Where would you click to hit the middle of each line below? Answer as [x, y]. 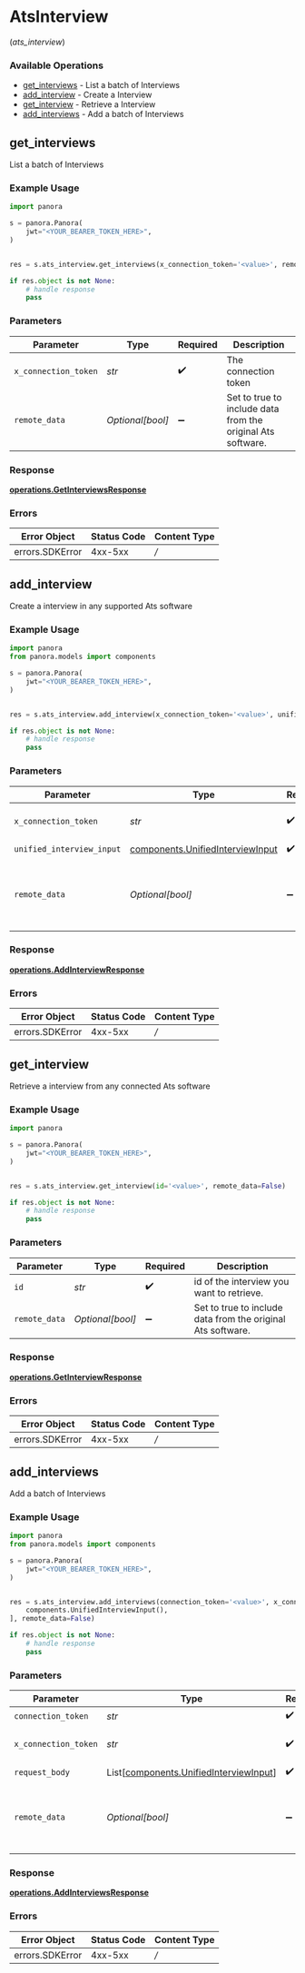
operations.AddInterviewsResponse [79, 1893]
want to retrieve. [229, 1293]
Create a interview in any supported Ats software [101, 607]
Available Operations [57, 65]
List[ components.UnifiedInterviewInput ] [192, 1772]
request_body [42, 1772]
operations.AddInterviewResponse [77, 970]
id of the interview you [241, 1281]
